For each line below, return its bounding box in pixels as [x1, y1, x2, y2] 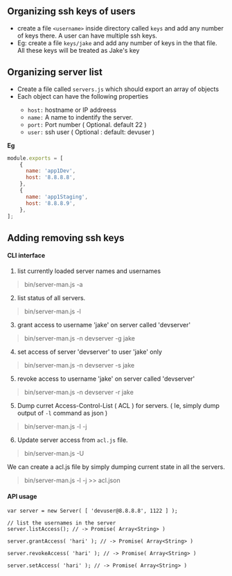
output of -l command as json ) [17, 409, 108, 417]
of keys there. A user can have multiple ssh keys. [17, 31, 158, 40]
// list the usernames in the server [7, 520, 116, 527]
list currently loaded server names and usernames [17, 267, 161, 275]
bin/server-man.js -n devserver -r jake [24, 388, 134, 396]
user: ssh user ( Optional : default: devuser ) [27, 128, 154, 136]
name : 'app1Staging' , [25, 193, 89, 200]
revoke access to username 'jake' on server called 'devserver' [17, 375, 195, 383]
